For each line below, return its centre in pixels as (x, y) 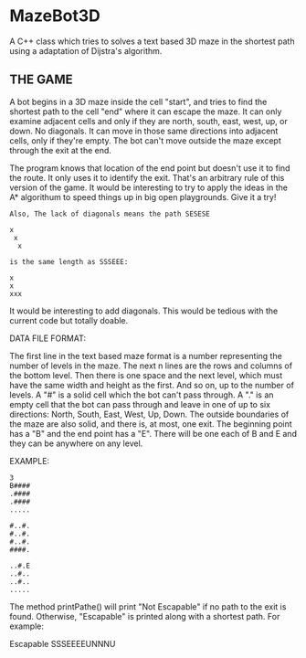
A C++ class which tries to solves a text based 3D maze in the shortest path (152, 41)
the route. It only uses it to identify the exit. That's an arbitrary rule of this (147, 177)
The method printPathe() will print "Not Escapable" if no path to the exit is (148, 606)
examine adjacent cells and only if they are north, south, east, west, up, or (148, 121)
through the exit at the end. (61, 150)
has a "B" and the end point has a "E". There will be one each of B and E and (153, 433)
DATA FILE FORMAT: (48, 338)
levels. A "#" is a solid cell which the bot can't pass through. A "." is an (142, 395)
